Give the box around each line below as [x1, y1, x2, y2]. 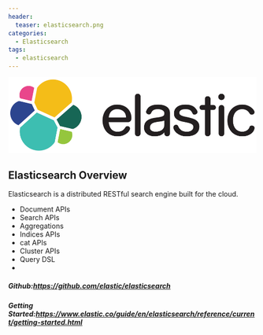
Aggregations [19, 221, 65, 231]
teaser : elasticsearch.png [15, 20, 104, 29]
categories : [8, 29, 47, 37]
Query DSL [19, 255, 56, 264]
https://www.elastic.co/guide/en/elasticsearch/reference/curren [35, 309, 255, 318]
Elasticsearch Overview [8, 168, 128, 182]
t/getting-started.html [8, 318, 83, 326]
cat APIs [19, 238, 47, 248]
